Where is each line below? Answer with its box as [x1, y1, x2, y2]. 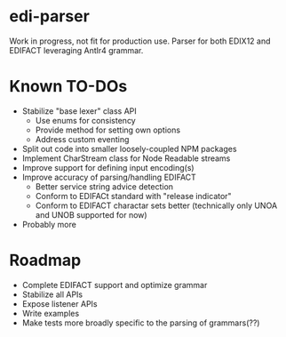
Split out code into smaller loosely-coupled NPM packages [21, 143, 237, 154]
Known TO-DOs [9, 76, 128, 97]
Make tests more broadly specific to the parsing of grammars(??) [21, 317, 260, 328]
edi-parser [9, 6, 91, 27]
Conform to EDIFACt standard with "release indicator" [35, 190, 233, 201]
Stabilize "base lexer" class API [21, 105, 138, 116]
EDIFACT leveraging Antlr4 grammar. [9, 44, 144, 55]
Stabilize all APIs [21, 289, 83, 300]
